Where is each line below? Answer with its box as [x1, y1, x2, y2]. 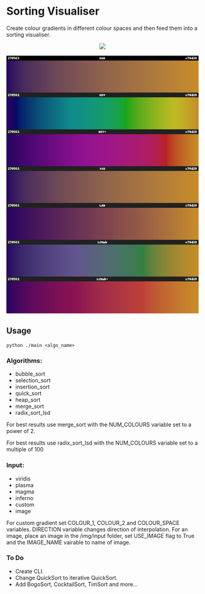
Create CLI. [15, 567, 44, 574]
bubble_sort [15, 370, 46, 378]
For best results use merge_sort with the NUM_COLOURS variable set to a [6, 421, 192, 428]
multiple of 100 [6, 446, 44, 453]
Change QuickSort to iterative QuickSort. [15, 574, 118, 581]
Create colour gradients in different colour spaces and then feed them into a [6, 24, 198, 32]
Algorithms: [6, 356, 43, 365]
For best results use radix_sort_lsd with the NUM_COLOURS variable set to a [6, 439, 198, 446]
